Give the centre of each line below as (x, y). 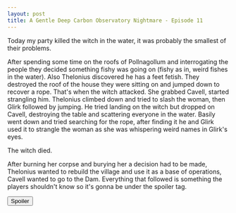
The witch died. (30, 150)
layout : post (26, 14)
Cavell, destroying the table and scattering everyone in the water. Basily (112, 114)
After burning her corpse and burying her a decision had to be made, (107, 164)
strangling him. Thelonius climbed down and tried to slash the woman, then (116, 99)
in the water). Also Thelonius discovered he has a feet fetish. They (103, 77)
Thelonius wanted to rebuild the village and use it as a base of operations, (114, 171)
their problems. (29, 48)
